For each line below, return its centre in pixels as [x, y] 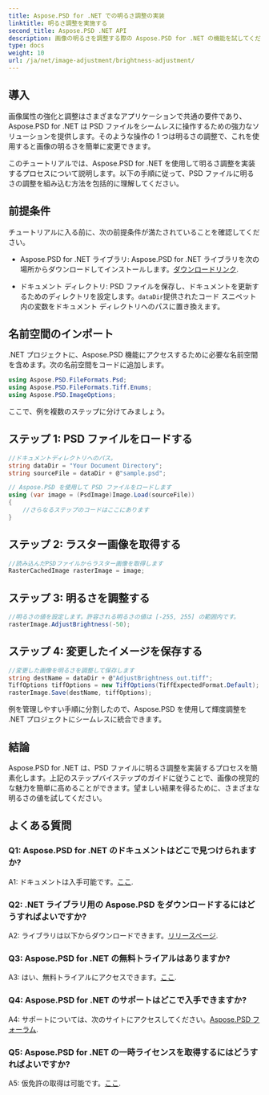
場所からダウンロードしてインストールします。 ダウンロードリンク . [129, 269]
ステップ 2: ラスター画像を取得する [95, 544]
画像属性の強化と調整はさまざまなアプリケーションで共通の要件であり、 [127, 116]
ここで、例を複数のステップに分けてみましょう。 [89, 411]
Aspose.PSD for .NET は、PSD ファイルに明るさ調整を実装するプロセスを [129, 768]
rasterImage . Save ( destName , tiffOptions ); [80, 693]
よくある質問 [40, 825]
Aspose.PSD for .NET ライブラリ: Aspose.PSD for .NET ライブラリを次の [140, 259]
